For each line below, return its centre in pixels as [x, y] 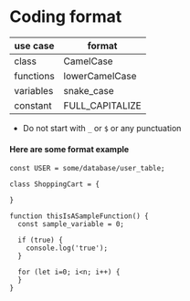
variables [34, 90]
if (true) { [41, 240]
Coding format [66, 17]
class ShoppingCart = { [55, 184]
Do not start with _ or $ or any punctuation [102, 128]
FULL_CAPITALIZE [102, 105]
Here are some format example [69, 149]
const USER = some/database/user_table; [88, 169]
